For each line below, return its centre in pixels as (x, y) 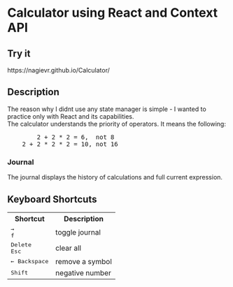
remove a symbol (84, 261)
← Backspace (30, 262)
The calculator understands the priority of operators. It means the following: (116, 124)
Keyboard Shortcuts (52, 199)
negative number (84, 272)
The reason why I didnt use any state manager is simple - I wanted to (107, 109)
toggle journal (78, 232)
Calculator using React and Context (113, 13)
